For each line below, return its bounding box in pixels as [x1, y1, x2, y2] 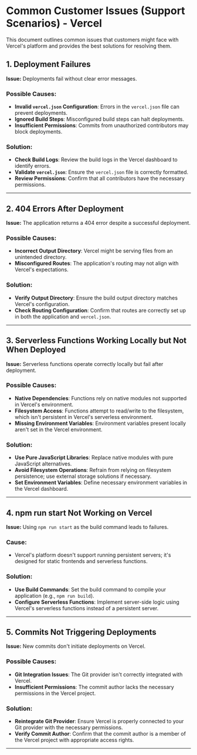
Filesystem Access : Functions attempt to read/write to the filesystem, [14, 407, 184, 414]
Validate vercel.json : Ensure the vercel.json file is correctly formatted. [14, 169, 189, 176]
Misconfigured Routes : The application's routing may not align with [14, 260, 179, 267]
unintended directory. [14, 254, 67, 261]
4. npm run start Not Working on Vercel [6, 508, 152, 518]
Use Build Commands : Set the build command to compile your [14, 586, 166, 593]
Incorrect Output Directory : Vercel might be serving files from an [14, 247, 173, 254]
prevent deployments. [14, 109, 68, 117]
